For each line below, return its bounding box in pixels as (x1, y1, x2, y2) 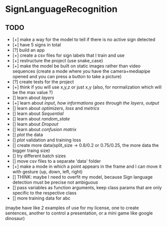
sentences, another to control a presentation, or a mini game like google (5, 210, 153, 216)
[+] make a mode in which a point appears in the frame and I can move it (12, 163, 162, 169)
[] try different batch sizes (12, 153, 66, 159)
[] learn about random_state (12, 116, 70, 121)
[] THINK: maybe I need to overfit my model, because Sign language (12, 174, 153, 180)
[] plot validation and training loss (12, 137, 81, 143)
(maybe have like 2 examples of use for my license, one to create (5, 205, 139, 211)
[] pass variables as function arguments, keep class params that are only (12, 185, 162, 190)
